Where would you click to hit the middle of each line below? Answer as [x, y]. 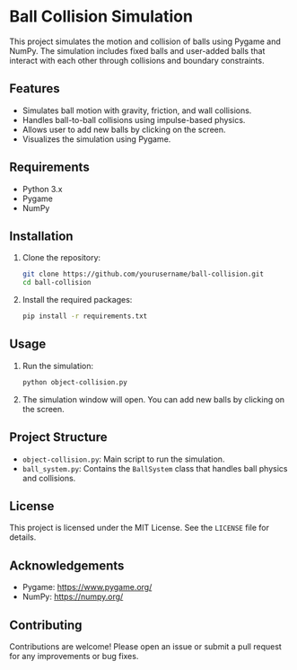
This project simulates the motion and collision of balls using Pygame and [145, 41]
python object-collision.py [74, 382]
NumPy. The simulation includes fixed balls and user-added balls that [137, 50]
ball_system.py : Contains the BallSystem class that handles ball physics [155, 468]
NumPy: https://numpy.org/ [73, 597]
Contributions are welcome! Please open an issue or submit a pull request [146, 646]
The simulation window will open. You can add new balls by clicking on [153, 399]
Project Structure [58, 437]
